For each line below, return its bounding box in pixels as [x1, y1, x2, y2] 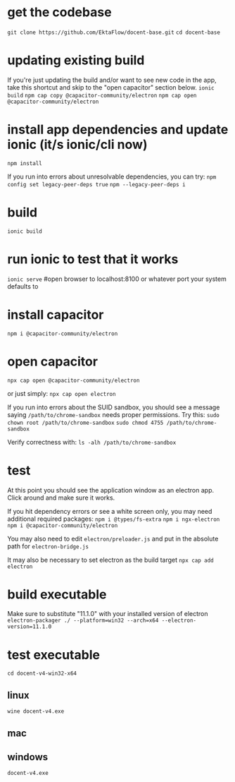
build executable [7, 586, 107, 602]
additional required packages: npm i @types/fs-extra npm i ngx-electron [7, 515, 220, 523]
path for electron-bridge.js [7, 541, 89, 551]
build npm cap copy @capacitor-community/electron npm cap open [7, 92, 197, 99]
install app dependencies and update [7, 121, 229, 138]
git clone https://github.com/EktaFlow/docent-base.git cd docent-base [7, 29, 220, 36]
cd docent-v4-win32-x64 [7, 670, 77, 678]
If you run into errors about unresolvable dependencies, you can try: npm [7, 172, 217, 181]
